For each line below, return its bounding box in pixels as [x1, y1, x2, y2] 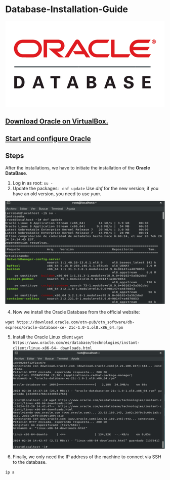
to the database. [12, 459, 47, 465]
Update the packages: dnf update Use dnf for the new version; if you [12, 186, 158, 192]
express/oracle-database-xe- [5, 325, 67, 330]
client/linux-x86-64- [12, 345, 58, 351]
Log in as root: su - [12, 180, 53, 186]
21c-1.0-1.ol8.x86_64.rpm [68, 325, 123, 330]
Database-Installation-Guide [5, 4, 128, 15]
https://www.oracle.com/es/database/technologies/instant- [12, 340, 140, 345]
